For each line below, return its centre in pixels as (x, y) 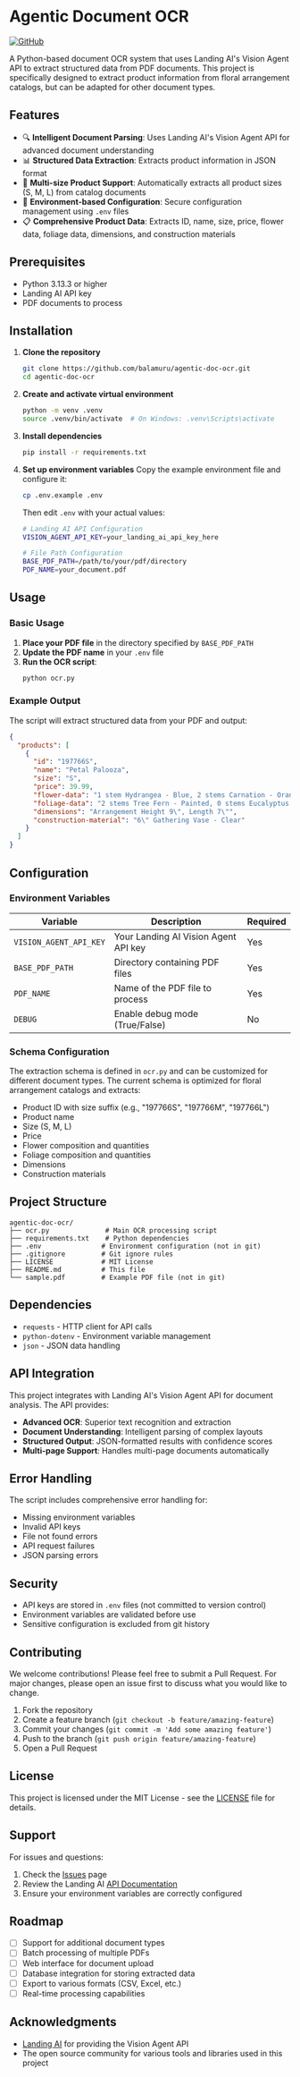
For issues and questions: (57, 1857)
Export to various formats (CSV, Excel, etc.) (102, 1983)
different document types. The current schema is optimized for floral (135, 1081)
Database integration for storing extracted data (108, 1973)
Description (176, 921)
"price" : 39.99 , (63, 787)
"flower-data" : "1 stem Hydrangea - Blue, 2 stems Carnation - (153, 795)
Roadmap (37, 1921)
